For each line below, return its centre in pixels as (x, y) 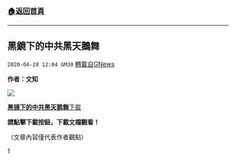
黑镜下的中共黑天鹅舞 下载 (44, 108)
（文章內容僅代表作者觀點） (47, 137)
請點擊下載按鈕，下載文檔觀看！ (53, 122)
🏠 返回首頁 (26, 11)
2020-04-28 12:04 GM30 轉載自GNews (61, 64)
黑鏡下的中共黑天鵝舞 (53, 46)
